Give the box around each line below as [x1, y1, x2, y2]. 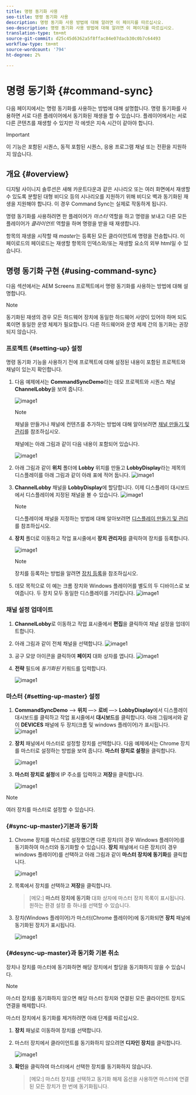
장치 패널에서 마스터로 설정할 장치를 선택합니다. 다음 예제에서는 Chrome [14, 740, 180, 747]
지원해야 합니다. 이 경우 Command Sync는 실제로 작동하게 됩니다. [16, 200, 168, 208]
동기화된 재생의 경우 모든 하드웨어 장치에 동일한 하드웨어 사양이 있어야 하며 [6, 314, 177, 321]
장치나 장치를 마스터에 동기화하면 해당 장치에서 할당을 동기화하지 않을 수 [6, 963, 170, 970]
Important [6, 131, 30, 138]
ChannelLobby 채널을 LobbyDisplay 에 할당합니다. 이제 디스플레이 [14, 484, 170, 491]
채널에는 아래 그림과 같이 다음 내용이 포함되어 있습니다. [14, 440, 140, 447]
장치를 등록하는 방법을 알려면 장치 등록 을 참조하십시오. [14, 570, 139, 577]
